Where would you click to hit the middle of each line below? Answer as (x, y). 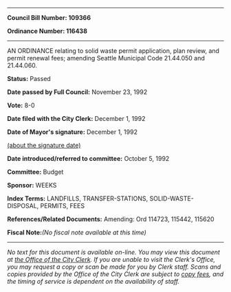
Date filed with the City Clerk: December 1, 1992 (76, 119)
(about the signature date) (44, 145)
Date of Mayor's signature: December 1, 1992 (72, 132)
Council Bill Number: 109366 (49, 18)
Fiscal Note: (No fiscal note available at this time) (77, 232)
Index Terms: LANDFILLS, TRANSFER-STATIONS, (78, 199)
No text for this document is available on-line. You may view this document (113, 252)
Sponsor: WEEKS (32, 185)
